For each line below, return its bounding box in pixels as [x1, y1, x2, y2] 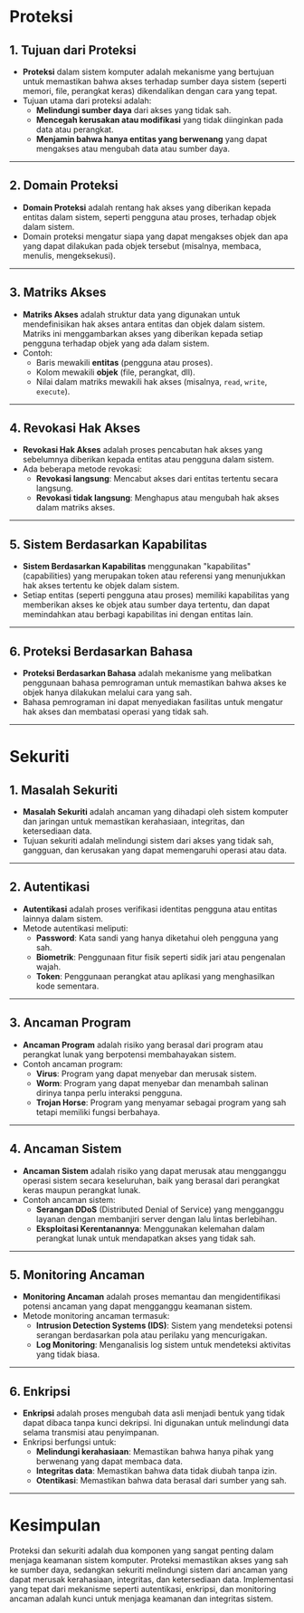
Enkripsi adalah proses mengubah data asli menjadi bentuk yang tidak [22, 1408, 285, 1418]
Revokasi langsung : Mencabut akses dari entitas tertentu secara [35, 473, 279, 484]
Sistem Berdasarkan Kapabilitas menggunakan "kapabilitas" [22, 561, 252, 572]
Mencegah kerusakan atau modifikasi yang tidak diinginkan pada [35, 115, 283, 125]
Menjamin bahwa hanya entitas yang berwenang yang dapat [35, 134, 268, 144]
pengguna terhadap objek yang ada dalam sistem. [22, 338, 210, 348]
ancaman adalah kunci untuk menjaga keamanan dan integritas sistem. [9, 1593, 274, 1604]
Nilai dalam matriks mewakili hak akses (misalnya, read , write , [35, 376, 268, 387]
